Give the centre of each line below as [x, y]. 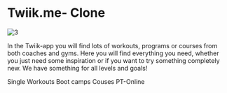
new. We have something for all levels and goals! [77, 68]
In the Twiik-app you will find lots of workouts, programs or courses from [112, 45]
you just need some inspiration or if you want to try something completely [113, 60]
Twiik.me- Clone [56, 13]
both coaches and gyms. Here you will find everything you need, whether [113, 53]
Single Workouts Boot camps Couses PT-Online [76, 81]
